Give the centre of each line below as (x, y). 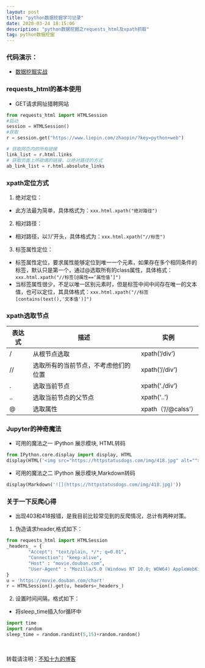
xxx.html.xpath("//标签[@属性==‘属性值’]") (68, 277)
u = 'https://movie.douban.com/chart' (56, 581)
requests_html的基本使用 (44, 89)
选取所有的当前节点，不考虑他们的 (82, 366)
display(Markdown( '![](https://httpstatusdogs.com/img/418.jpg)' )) (94, 485)
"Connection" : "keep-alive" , (65, 558)
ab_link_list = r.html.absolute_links (56, 166)
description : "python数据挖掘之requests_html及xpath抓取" (78, 29)
